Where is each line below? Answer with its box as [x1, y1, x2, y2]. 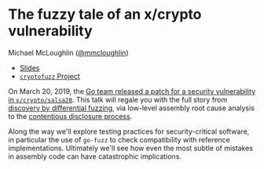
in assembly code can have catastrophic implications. [8, 151, 182, 161]
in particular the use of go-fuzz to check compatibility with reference [8, 135, 230, 144]
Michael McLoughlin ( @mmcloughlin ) [8, 48, 129, 57]
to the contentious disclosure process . [8, 111, 133, 120]
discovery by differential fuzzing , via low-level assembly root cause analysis [8, 103, 255, 113]
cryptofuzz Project [19, 71, 80, 81]
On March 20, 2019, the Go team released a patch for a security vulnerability [8, 86, 256, 95]
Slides [19, 63, 40, 72]
